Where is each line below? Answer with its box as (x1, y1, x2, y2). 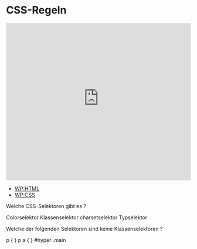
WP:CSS (14, 191, 35, 198)
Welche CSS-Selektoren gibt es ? (6, 202, 86, 209)
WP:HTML (14, 185, 40, 192)
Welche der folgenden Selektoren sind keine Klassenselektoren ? (6, 225, 163, 232)
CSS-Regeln (6, 4, 67, 17)
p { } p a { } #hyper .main (6, 236, 66, 243)
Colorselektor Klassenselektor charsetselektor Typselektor (6, 214, 148, 221)
